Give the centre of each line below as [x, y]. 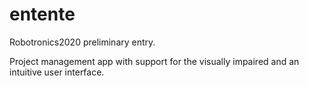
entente [42, 14]
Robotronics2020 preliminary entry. [82, 42]
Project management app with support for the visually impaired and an [154, 61]
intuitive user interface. [57, 72]
